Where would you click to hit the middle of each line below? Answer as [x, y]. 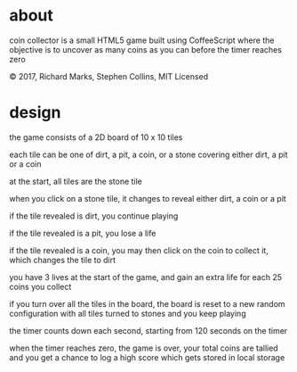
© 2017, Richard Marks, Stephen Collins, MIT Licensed [109, 76]
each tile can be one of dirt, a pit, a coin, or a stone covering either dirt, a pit [148, 154]
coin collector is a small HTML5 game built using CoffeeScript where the [142, 40]
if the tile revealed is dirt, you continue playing [94, 216]
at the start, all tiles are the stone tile [76, 181]
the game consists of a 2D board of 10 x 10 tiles [96, 137]
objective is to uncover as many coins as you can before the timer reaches [146, 49]
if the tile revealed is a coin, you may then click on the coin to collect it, [139, 250]
